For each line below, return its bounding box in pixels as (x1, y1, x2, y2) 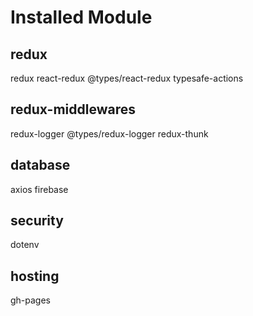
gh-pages (10, 294, 52, 306)
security (10, 212, 64, 230)
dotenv (10, 239, 40, 251)
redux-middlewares (10, 101, 136, 118)
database (10, 157, 71, 174)
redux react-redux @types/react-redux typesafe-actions (10, 72, 244, 84)
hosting (10, 267, 60, 285)
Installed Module (10, 6, 153, 29)
